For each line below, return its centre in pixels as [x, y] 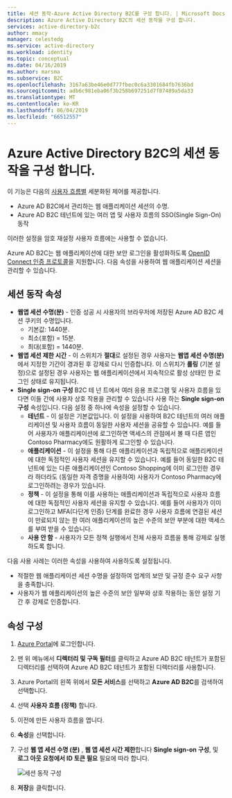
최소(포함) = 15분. [52, 338]
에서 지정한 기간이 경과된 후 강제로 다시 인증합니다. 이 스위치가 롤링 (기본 [115, 364]
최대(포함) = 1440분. [55, 347]
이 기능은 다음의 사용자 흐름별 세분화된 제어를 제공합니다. [84, 191]
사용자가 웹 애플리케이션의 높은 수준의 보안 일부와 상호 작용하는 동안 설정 [115, 593]
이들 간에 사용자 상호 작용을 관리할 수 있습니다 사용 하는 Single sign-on [127, 399]
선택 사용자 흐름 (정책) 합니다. [57, 706]
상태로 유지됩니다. [54, 382]
